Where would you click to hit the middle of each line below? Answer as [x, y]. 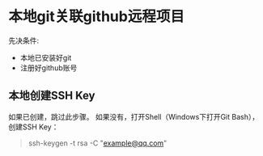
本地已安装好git [46, 57]
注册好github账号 [49, 67]
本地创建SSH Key [52, 96]
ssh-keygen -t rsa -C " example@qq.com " [98, 143]
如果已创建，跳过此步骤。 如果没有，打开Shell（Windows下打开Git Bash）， [134, 116]
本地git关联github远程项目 [96, 17]
